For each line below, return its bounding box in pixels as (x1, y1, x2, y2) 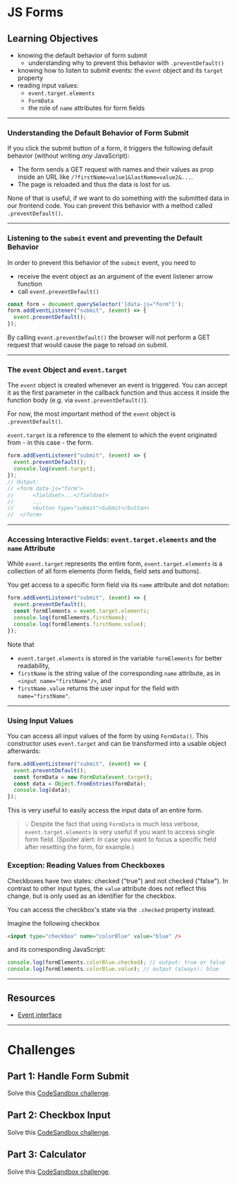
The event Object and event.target (7, 365, 128, 375)
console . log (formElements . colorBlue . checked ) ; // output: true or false (7, 959, 226, 966)
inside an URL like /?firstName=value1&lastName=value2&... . (17, 173, 193, 181)
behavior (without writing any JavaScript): (7, 151, 130, 160)
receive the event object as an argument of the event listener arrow (17, 272, 214, 280)
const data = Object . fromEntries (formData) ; (13, 780, 147, 787)
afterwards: (7, 747, 41, 755)
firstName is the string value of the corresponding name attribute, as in (17, 669, 221, 677)
